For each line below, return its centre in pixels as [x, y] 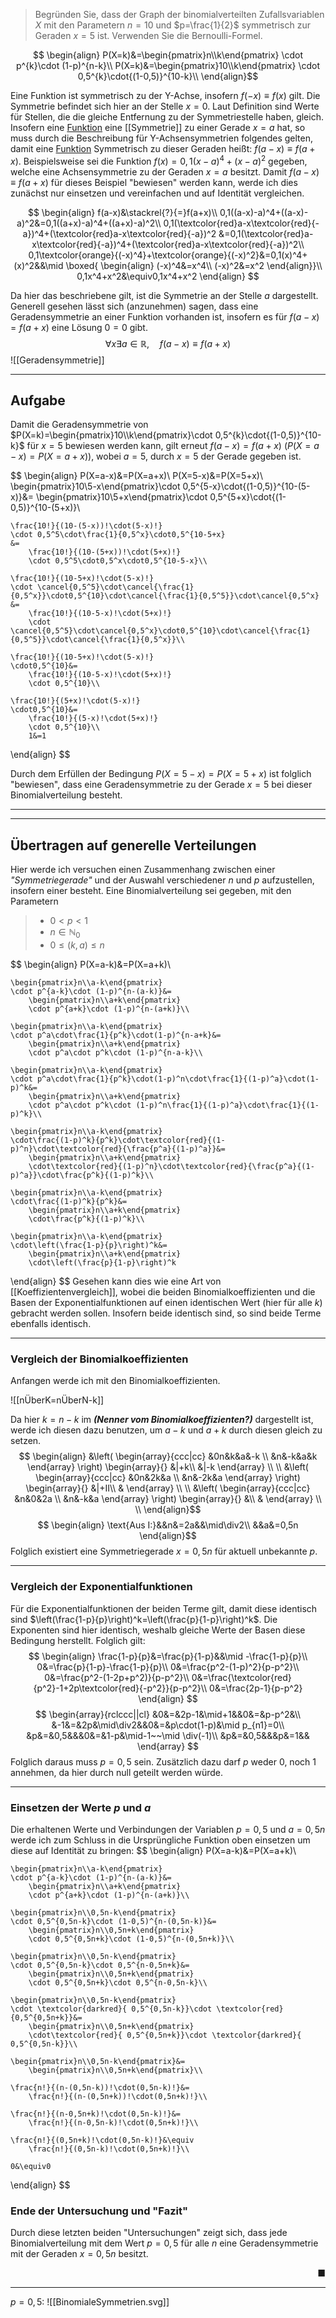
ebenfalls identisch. [51, 1324]
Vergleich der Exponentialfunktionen [101, 1587]
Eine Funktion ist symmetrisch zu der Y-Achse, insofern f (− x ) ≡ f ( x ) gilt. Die [165, 95]
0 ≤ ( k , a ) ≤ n [77, 945]
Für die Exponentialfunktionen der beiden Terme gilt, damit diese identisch [164, 1608]
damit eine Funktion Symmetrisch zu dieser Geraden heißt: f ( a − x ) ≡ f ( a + [163, 148]
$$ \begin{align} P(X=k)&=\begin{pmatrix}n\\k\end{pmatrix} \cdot [168, 55]
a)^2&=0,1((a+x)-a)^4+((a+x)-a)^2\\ [89, 223]
